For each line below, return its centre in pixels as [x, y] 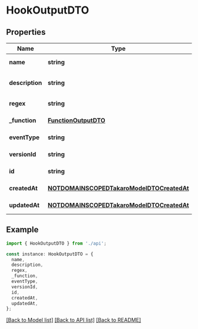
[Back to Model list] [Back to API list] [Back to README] [74, 320]
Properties [26, 32]
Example [22, 230]
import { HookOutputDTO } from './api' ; [57, 243]
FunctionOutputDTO [76, 120]
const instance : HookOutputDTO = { [50, 254]
